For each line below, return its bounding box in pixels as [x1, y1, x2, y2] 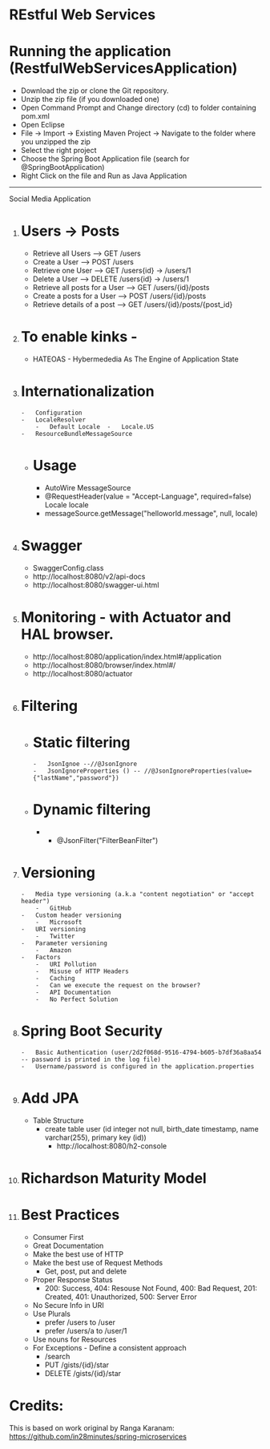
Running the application [9, 42, 171, 61]
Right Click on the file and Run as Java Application [20, 171, 187, 181]
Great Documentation [32, 1241, 104, 1250]
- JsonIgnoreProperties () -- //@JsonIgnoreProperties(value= [32, 767, 252, 775]
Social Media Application [9, 194, 91, 204]
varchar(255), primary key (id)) [44, 1132, 147, 1142]
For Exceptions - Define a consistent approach [32, 1342, 187, 1352]
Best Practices [20, 1206, 120, 1224]
